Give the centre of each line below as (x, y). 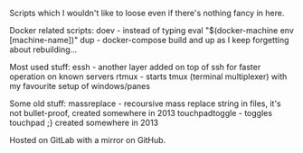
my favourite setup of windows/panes (80, 86)
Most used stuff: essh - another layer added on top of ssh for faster (135, 67)
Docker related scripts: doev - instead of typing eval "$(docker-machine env (151, 30)
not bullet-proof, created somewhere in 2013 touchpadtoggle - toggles (141, 113)
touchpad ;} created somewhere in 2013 (84, 122)
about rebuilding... (43, 49)
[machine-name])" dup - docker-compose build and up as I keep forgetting (149, 40)
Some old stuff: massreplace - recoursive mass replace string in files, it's (146, 103)
